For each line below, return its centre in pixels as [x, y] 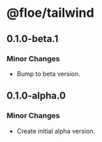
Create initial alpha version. [56, 131]
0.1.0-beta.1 [32, 39]
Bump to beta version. [49, 73]
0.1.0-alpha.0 [36, 96]
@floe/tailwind [51, 13]
